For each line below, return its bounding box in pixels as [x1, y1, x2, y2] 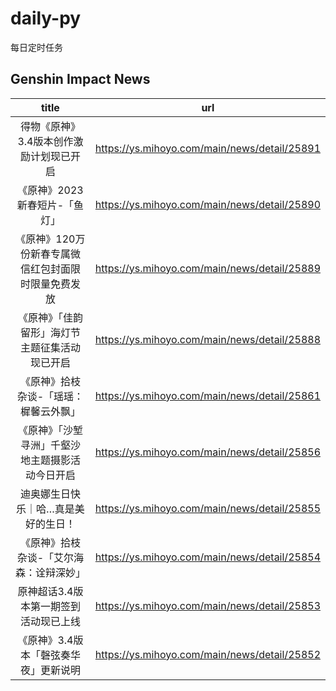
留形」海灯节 [19, 325, 81, 339]
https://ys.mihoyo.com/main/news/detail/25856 [94, 445, 321, 459]
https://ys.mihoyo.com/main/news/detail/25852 [94, 647, 321, 661]
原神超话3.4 [17, 584, 74, 598]
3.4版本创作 [17, 134, 74, 148]
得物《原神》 [19, 119, 81, 133]
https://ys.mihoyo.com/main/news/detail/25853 [94, 598, 321, 612]
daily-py [10, 7, 82, 30]
